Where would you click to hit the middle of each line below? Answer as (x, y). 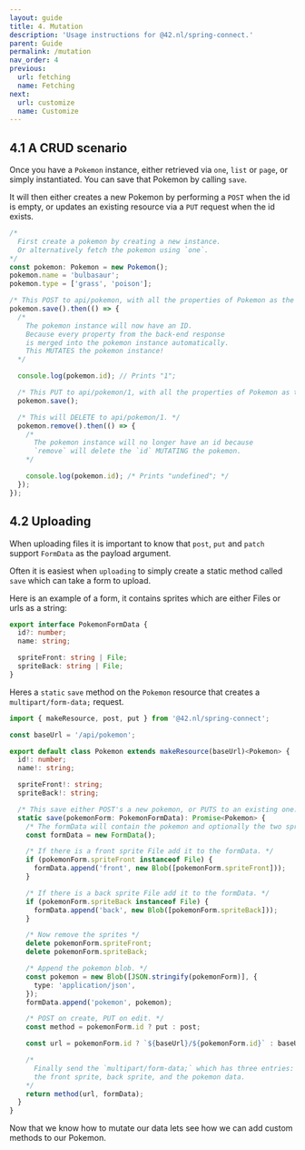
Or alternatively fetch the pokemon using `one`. (113, 250)
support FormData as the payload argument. (90, 553)
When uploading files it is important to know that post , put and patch (137, 544)
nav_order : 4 (34, 60)
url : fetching (44, 77)
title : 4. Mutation (46, 26)
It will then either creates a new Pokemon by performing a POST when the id (150, 198)
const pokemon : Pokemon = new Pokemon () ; (89, 267)
